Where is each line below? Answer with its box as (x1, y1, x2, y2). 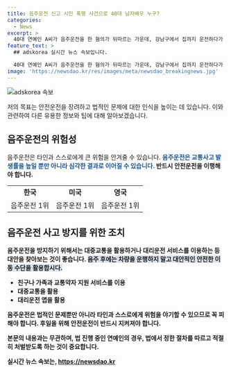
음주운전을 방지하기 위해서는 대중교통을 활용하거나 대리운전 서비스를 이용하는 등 (7, 246, 221, 255)
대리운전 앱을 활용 (17, 296, 66, 304)
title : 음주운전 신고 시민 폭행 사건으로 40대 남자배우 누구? (7, 10, 160, 17)
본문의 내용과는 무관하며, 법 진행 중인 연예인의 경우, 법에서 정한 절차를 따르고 (7, 334, 212, 342)
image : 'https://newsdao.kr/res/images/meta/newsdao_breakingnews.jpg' (7, 67, 219, 75)
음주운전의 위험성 (7, 133, 77, 146)
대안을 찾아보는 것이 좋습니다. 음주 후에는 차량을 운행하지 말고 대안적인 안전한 (7, 255, 214, 264)
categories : (7, 17, 42, 24)
